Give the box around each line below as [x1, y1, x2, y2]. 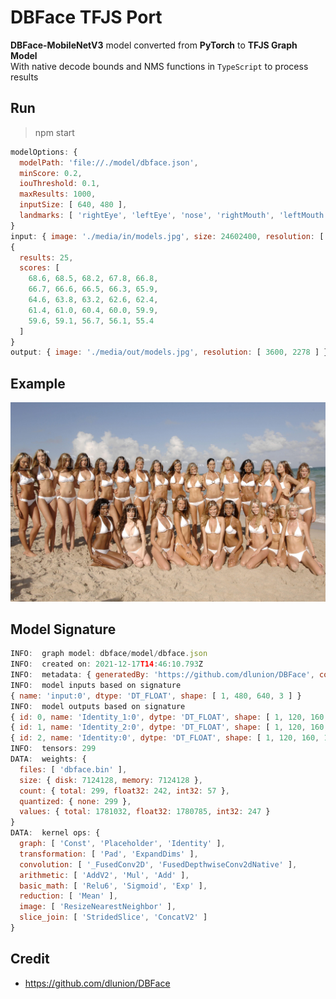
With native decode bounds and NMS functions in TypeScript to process [10, 60, 309, 72]
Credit [10, 951, 50, 968]
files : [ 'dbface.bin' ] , [19, 764, 128, 775]
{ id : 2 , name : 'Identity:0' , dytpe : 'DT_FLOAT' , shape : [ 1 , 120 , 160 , [10, 733, 320, 743]
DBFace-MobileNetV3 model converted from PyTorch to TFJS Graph [10, 39, 298, 51]
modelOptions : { [10, 147, 78, 157]
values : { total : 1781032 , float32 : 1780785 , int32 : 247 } [19, 807, 271, 817]
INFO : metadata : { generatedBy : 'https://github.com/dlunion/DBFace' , [10, 670, 315, 680]
